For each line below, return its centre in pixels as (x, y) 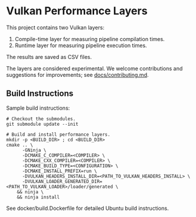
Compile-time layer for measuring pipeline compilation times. (90, 39)
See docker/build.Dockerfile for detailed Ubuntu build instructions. (88, 208)
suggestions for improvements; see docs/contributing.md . (77, 75)
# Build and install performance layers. (58, 134)
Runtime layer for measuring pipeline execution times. (81, 45)
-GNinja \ (34, 150)
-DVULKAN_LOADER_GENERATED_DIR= (62, 181)
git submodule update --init (42, 124)
